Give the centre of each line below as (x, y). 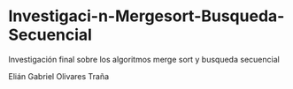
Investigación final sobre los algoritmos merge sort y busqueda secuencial (144, 59)
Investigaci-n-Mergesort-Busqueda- (146, 16)
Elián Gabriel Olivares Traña (59, 76)
